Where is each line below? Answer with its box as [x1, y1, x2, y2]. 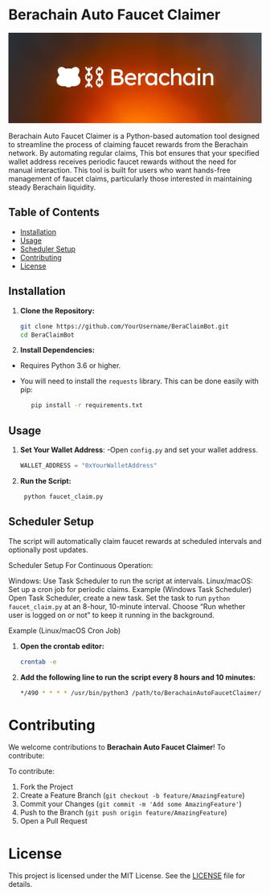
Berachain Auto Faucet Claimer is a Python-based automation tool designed [8, 131, 260, 141]
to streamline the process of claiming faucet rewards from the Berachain [8, 140, 248, 149]
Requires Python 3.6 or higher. [19, 361, 121, 370]
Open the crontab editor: [19, 641, 104, 651]
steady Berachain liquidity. [8, 182, 96, 192]
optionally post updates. [8, 545, 88, 554]
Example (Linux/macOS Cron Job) [8, 625, 121, 635]
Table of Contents [8, 206, 100, 219]
